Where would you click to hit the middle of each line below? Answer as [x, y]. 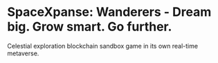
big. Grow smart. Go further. [90, 27]
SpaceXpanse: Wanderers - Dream [109, 12]
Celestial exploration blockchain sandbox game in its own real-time [103, 46]
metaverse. [23, 53]
